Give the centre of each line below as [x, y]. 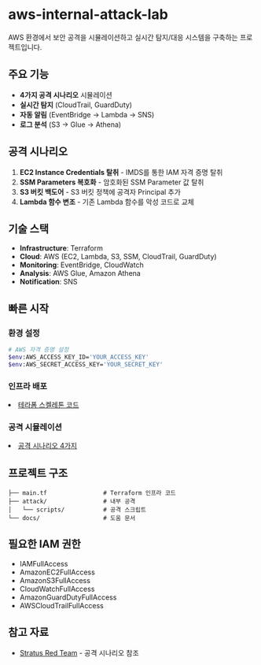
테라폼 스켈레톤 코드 [49, 404]
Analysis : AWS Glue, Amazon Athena [80, 273]
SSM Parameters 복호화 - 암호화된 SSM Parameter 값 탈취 [112, 182]
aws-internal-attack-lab [88, 15]
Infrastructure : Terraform [61, 248]
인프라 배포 [28, 386]
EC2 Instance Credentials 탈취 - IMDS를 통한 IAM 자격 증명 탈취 [121, 172]
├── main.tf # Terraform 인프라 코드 [92, 493]
